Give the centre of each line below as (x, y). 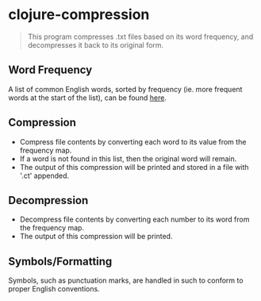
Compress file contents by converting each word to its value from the (133, 141)
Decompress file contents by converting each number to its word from (134, 219)
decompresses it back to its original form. (96, 44)
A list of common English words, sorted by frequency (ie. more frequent (125, 89)
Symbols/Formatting (60, 261)
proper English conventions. (54, 289)
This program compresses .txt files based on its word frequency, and (140, 37)
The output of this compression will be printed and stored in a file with (134, 167)
